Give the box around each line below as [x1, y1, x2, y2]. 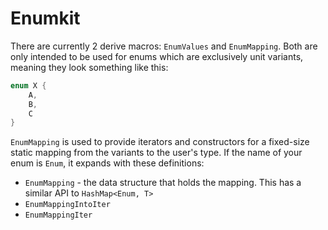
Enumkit [10, 7, 81, 30]
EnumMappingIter [24, 210, 93, 221]
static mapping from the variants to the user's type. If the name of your [10, 147, 303, 159]
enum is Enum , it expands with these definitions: [10, 157, 205, 169]
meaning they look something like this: [10, 61, 169, 73]
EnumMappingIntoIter [24, 200, 111, 210]
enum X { [10, 80, 47, 91]
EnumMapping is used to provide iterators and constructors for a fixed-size [10, 136, 310, 148]
